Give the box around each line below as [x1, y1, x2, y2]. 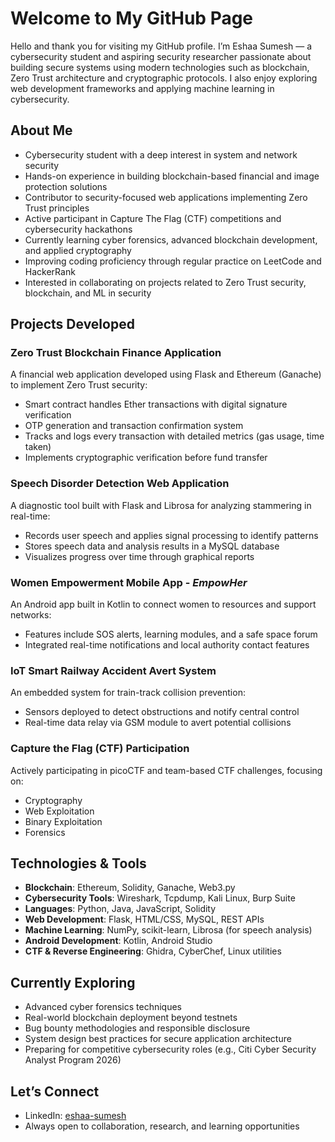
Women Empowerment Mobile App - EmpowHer [10, 575, 248, 589]
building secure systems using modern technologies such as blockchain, [10, 61, 310, 73]
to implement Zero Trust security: [10, 379, 148, 391]
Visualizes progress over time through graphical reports [24, 550, 255, 562]
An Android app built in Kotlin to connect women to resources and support [10, 598, 317, 611]
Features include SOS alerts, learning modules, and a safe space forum [24, 628, 318, 641]
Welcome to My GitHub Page [10, 7, 254, 30]
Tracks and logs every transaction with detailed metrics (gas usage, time [24, 430, 325, 442]
